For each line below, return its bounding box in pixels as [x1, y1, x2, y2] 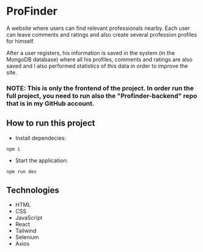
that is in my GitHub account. [6, 99, 95, 107]
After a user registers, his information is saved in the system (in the [6, 49, 175, 56]
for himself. [6, 37, 35, 45]
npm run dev [6, 168, 37, 175]
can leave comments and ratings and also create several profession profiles [6, 31, 197, 38]
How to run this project [6, 118, 95, 129]
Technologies [6, 185, 60, 196]
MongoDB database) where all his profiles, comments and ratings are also [6, 56, 193, 63]
